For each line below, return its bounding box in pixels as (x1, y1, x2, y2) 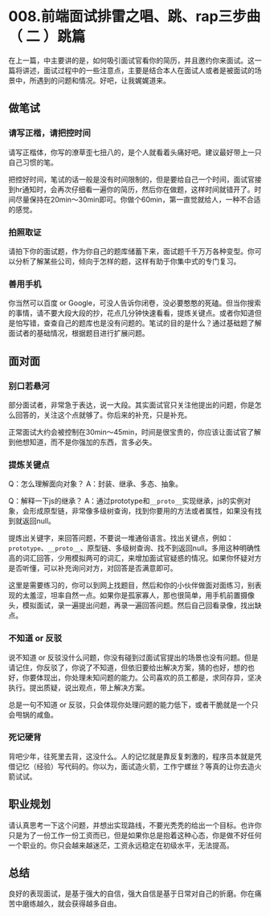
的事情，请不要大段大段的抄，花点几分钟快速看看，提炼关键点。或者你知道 (8, 309, 255, 318)
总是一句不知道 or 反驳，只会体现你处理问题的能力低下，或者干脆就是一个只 (8, 700, 259, 709)
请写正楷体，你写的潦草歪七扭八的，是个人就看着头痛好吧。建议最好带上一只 (8, 147, 262, 157)
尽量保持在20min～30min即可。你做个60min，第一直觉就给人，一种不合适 (14, 194, 261, 204)
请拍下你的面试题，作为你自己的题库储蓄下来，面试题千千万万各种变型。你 (8, 246, 255, 256)
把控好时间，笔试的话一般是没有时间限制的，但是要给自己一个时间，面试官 (8, 174, 255, 184)
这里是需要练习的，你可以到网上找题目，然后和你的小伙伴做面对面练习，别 (8, 580, 255, 591)
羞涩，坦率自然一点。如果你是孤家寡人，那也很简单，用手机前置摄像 (29, 591, 255, 600)
